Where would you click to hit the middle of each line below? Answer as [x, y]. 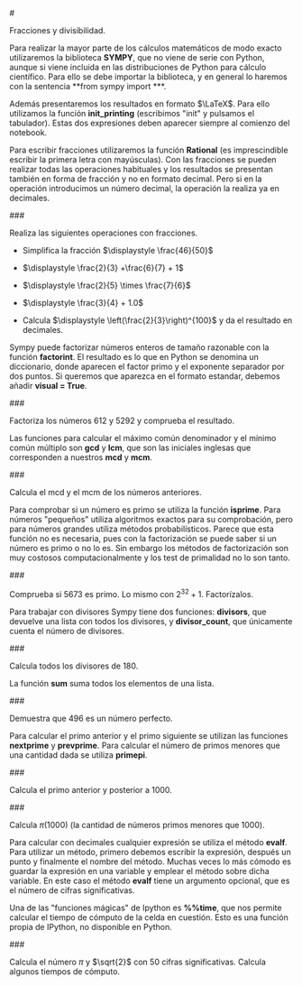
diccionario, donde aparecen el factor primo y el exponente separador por [147, 366]
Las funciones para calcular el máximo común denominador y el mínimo [143, 438]
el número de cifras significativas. [72, 890]
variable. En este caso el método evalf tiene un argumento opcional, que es [150, 880]
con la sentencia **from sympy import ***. [88, 86]
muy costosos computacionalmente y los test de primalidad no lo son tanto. [150, 558]
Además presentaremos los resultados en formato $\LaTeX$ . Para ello [140, 104]
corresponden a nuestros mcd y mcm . [81, 457]
